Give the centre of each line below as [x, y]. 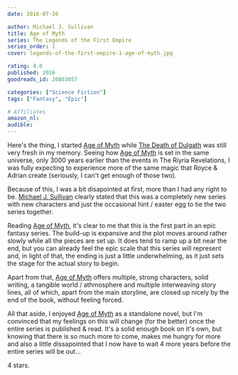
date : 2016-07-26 [33, 14]
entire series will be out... [44, 352]
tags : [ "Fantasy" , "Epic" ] [47, 99]
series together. [30, 212]
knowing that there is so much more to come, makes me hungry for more [114, 336]
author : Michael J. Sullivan [50, 27]
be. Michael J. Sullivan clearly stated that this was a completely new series [117, 197]
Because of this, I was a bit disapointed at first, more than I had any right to [117, 189]
